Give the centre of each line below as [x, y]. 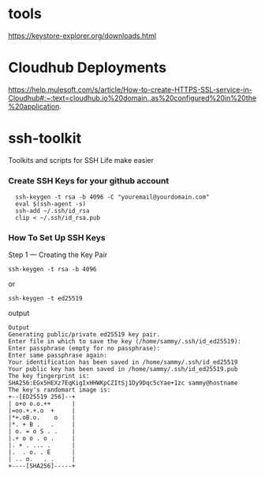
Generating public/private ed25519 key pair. [84, 335]
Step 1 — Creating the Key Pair [58, 255]
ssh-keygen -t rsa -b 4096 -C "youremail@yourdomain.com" [113, 197]
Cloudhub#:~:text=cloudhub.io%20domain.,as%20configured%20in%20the [132, 98]
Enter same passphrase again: [58, 356]
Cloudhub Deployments [88, 68]
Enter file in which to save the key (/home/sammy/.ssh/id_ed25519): [125, 342]
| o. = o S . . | [42, 432]
